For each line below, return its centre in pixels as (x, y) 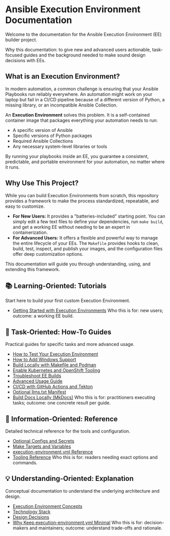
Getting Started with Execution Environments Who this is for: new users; (88, 311)
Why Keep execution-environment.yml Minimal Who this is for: (78, 522)
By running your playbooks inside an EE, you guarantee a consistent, (77, 156)
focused (14, 55)
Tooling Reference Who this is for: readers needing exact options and (85, 457)
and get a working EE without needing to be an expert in (71, 227)
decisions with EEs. (25, 60)
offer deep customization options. (48, 254)
